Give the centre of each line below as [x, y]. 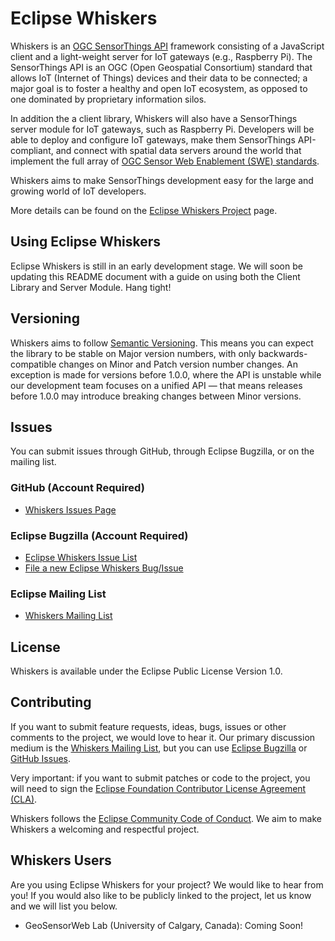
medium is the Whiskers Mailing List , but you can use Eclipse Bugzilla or [159, 748]
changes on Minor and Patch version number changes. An [178, 364]
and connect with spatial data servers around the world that [178, 150]
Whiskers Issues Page [70, 509]
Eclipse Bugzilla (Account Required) [99, 535]
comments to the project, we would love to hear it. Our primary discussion [163, 737]
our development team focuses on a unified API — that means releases [156, 385]
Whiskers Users [61, 860]
